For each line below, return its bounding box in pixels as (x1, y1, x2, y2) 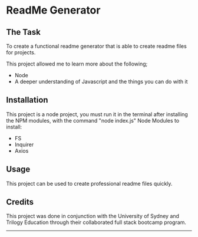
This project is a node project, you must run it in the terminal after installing (6, 110, 189, 118)
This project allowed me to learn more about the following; (6, 60, 148, 67)
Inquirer (14, 141, 34, 148)
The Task (6, 27, 41, 37)
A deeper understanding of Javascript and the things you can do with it (14, 78, 188, 85)
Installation (6, 95, 48, 105)
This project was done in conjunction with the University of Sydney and (6, 213, 180, 220)
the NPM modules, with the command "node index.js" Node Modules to (6, 117, 180, 124)
